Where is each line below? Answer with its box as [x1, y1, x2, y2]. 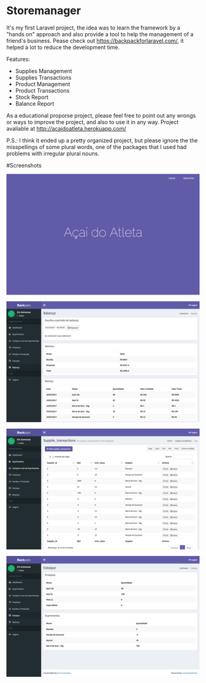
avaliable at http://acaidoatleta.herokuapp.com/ [6, 125, 127, 132]
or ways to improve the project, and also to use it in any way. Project [6, 118, 179, 126]
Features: [6, 55, 31, 63]
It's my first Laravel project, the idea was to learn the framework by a [6, 24, 181, 31]
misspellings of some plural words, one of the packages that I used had [6, 143, 187, 150]
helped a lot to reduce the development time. [6, 44, 120, 51]
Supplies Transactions [15, 74, 72, 81]
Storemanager [6, 4, 82, 18]
